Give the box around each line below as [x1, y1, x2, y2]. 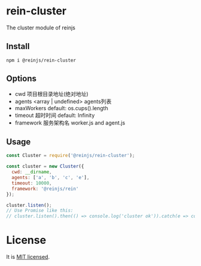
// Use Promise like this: [6, 208, 74, 214]
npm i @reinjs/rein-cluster [6, 57, 77, 64]
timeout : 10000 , [11, 180, 52, 186]
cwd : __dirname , [11, 169, 52, 175]
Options [6, 74, 37, 84]
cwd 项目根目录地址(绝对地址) [14, 90, 89, 97]
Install [6, 41, 30, 52]
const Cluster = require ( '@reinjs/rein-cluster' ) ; [6, 153, 135, 159]
